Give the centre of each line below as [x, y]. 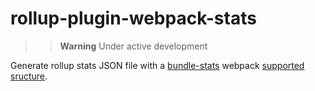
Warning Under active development [133, 46]
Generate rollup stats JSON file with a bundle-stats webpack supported [157, 65]
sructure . [29, 76]
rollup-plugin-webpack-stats [133, 18]
